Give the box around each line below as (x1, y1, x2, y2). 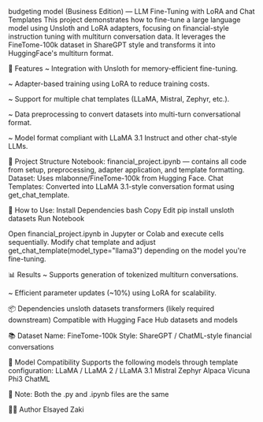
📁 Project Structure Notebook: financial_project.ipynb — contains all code (8, 157, 247, 166)
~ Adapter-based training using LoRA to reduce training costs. (8, 79, 210, 88)
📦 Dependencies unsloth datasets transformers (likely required (8, 304, 215, 313)
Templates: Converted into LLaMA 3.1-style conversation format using (8, 182, 235, 191)
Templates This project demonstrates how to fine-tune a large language (8, 15, 241, 24)
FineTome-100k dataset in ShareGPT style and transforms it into (8, 40, 216, 50)
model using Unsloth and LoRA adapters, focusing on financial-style (8, 24, 230, 32)
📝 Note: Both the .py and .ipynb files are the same (8, 390, 169, 398)
